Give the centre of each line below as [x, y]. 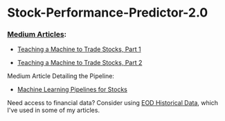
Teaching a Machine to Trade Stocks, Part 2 [80, 63]
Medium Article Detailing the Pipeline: [61, 76]
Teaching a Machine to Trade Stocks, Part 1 [79, 49]
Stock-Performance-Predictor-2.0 [108, 13]
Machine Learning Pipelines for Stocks [72, 90]
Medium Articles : [37, 35]
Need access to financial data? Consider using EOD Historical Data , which [113, 103]
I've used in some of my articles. [54, 110]
